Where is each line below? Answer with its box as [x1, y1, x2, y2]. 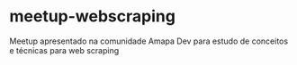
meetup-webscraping [9, 6, 175, 27]
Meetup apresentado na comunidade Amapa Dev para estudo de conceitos [9, 36, 289, 46]
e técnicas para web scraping [9, 45, 120, 55]
